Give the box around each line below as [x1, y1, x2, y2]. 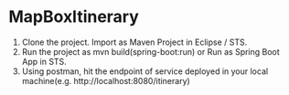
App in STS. [21, 56, 68, 67]
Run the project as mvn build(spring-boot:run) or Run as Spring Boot [21, 46, 280, 57]
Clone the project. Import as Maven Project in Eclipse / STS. [21, 37, 248, 47]
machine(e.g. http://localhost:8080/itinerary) [21, 75, 191, 86]
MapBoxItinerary [8, 6, 139, 27]
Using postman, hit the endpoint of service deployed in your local [21, 66, 269, 77]
